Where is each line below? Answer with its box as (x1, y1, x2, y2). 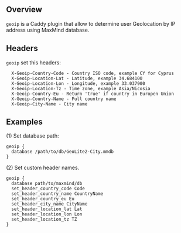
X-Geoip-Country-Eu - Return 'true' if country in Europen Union (11, 91, 175, 97)
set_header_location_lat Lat (11, 206, 83, 213)
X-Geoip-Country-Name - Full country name (11, 96, 117, 102)
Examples (6, 117, 43, 127)
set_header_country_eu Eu (11, 196, 75, 202)
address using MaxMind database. (6, 26, 90, 33)
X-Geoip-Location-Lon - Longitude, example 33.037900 (11, 80, 145, 87)
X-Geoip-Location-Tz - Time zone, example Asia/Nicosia (11, 85, 151, 91)
